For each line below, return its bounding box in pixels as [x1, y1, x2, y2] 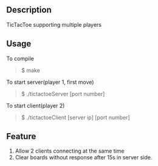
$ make [21, 66, 41, 74]
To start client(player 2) [6, 102, 65, 109]
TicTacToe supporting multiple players [6, 21, 102, 28]
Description [6, 5, 52, 15]
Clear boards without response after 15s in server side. [15, 154, 153, 161]
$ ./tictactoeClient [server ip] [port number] [21, 114, 131, 121]
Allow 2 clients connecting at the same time [15, 147, 125, 154]
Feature [6, 131, 36, 142]
